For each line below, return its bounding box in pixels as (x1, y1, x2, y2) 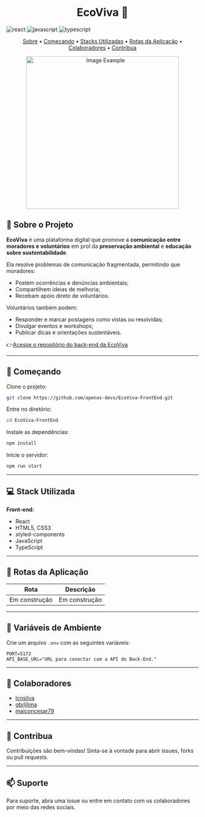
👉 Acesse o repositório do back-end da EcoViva (6, 341, 128, 348)
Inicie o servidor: (6, 451, 49, 459)
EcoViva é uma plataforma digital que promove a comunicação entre (6, 236, 181, 243)
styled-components (15, 531, 65, 538)
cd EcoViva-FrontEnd (6, 418, 59, 424)
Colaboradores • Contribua (68, 44, 137, 51)
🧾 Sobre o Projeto (6, 220, 74, 230)
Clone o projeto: (6, 383, 47, 390)
